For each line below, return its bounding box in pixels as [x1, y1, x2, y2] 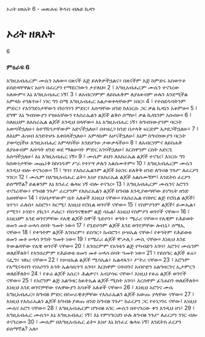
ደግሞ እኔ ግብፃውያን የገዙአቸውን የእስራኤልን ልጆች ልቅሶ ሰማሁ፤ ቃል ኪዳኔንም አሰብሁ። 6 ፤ [6, 112, 192, 119]
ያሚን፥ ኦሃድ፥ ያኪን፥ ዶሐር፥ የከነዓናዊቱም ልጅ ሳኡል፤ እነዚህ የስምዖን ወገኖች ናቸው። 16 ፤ [6, 208, 190, 215]
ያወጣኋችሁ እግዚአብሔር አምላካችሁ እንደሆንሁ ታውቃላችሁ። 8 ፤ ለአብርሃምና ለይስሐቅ [6, 139, 182, 146]
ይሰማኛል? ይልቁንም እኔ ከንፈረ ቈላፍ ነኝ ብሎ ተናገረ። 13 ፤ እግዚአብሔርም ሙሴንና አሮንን [6, 180, 189, 187]
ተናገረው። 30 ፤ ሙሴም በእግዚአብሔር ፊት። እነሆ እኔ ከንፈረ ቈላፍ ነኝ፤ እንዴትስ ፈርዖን [6, 318, 182, 325]
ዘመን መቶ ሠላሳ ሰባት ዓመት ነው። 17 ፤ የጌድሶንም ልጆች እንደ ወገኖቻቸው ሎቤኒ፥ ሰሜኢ [6, 222, 185, 229]
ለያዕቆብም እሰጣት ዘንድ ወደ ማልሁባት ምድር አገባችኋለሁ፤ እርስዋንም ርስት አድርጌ [6, 146, 173, 153]
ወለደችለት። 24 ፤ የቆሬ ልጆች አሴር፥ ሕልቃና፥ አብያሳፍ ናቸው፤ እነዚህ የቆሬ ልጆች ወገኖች [6, 270, 187, 278]
